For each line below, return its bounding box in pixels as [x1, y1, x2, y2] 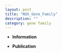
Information [12, 34, 37, 40]
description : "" [5, 16, 38, 21]
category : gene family [5, 20, 51, 26]
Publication [12, 43, 36, 49]
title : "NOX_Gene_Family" [5, 12, 58, 17]
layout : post [5, 7, 32, 12]
